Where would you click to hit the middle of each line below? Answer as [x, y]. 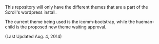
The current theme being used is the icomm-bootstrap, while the [70, 22]
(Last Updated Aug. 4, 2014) [33, 36]
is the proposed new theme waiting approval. [61, 27]
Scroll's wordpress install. [31, 12]
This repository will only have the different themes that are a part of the [77, 7]
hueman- [145, 22]
